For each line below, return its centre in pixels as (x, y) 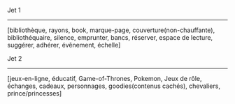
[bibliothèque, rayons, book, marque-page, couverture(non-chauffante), (111, 30)
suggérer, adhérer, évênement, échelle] (64, 45)
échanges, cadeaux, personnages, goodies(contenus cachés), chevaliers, (114, 86)
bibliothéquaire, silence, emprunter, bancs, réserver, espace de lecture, (110, 37)
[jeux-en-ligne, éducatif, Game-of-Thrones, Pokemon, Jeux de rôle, (105, 79)
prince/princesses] (35, 93)
